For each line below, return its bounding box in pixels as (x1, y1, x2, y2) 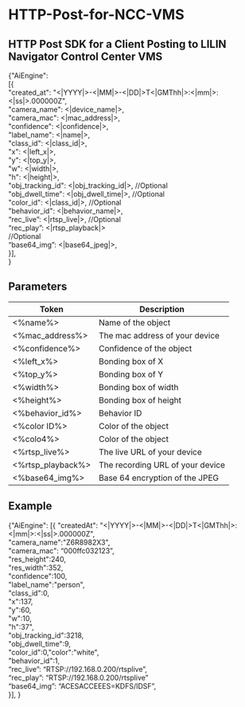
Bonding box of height (98, 394, 181, 405)
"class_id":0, (8, 588, 50, 598)
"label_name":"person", (8, 580, 85, 589)
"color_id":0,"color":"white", (8, 647, 99, 657)
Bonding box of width (98, 381, 179, 393)
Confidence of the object (98, 342, 192, 353)
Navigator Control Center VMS (8, 49, 163, 63)
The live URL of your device (98, 446, 202, 457)
